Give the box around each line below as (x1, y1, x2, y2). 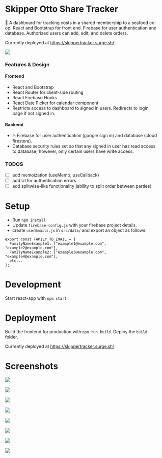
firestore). (12, 138, 32, 144)
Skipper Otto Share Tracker (5, 3, 119, 15)
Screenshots (5, 360, 58, 372)
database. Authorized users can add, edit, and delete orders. (5, 30, 128, 36)
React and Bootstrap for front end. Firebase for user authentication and (12, 25, 157, 30)
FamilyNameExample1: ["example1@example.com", (9, 241, 107, 246)
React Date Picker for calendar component (12, 100, 99, 106)
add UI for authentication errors (12, 177, 76, 183)
